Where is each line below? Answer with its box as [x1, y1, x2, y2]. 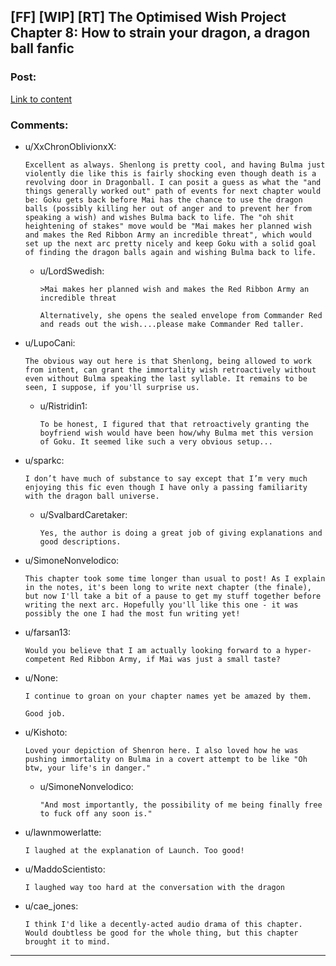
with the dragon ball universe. [24, 491, 160, 501]
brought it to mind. [24, 936, 111, 947]
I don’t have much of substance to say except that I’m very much [24, 473, 308, 484]
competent [24, 654, 67, 664]
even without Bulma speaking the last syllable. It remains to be [24, 373, 308, 384]
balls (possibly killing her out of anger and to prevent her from [24, 203, 312, 214]
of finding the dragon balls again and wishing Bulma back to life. [24, 247, 317, 257]
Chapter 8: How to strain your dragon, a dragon [10, 25, 311, 42]
